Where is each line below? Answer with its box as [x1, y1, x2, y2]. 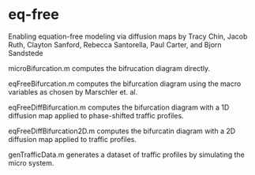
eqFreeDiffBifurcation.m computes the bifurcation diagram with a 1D [8, 102, 230, 112]
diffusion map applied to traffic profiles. [8, 134, 137, 143]
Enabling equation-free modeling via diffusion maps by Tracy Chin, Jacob [8, 32, 248, 41]
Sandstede [8, 48, 43, 58]
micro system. [8, 158, 54, 167]
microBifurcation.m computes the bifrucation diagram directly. [8, 63, 211, 73]
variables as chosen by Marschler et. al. [8, 87, 138, 96]
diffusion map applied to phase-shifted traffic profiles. [8, 110, 184, 120]
